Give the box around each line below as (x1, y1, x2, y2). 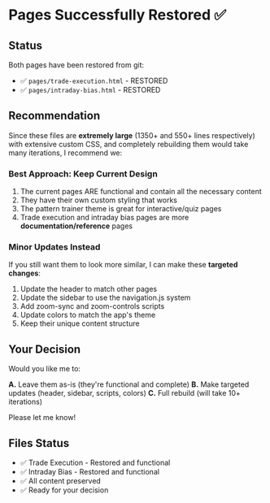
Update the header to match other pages (20, 284, 157, 294)
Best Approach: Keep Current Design (8, 168, 159, 180)
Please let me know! (8, 413, 76, 423)
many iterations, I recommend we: (8, 148, 123, 158)
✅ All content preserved (20, 476, 102, 486)
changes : (8, 268, 41, 278)
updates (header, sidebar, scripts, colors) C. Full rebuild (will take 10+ (8, 388, 242, 398)
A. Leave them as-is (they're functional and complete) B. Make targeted (8, 379, 250, 389)
